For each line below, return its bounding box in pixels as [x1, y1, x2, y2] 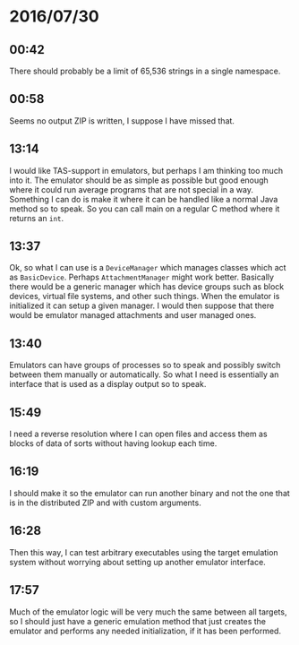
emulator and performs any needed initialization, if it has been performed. [9, 625, 282, 636]
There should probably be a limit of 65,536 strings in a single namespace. [9, 65, 281, 76]
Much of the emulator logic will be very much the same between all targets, [9, 606, 287, 617]
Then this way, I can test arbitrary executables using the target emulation [9, 546, 279, 557]
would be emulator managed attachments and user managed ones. [9, 310, 257, 321]
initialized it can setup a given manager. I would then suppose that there [9, 300, 275, 311]
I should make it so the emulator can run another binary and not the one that [9, 487, 291, 498]
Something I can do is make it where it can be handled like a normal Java [9, 193, 278, 204]
